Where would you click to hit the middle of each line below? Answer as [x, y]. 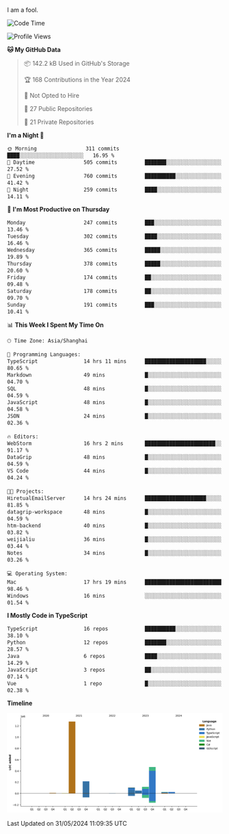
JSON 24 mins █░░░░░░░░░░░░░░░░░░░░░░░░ [114, 416]
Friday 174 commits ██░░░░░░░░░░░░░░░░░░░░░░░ [114, 277]
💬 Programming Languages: [44, 355]
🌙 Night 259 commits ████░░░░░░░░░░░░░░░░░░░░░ [114, 190]
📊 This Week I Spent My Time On [55, 325]
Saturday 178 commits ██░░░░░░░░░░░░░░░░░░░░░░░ [114, 291]
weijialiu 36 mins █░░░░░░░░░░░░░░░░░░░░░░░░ [114, 540]
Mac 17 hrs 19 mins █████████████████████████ [114, 582]
